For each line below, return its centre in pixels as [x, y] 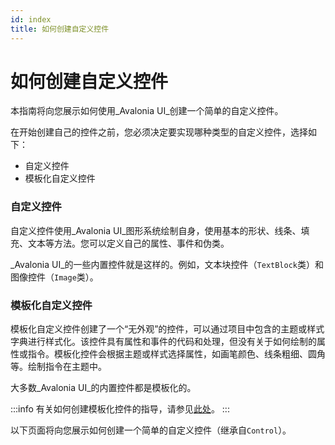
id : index [31, 19]
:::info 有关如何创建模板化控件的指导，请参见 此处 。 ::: [120, 409]
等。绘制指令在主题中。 [58, 367]
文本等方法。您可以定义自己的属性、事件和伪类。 [128, 243]
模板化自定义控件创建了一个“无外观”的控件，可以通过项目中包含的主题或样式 [167, 329]
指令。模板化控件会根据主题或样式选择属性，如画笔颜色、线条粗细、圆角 [176, 354]
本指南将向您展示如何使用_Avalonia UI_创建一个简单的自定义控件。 [147, 111]
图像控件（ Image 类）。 [54, 277]
